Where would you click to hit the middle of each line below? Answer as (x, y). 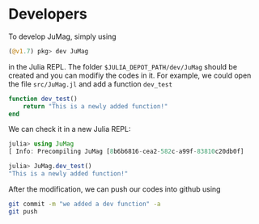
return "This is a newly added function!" (96, 106)
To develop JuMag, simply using (62, 36)
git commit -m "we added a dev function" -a (85, 204)
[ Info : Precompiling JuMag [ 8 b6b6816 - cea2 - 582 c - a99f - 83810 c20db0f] (126, 152)
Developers (48, 14)
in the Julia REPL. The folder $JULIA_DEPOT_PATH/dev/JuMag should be (123, 66)
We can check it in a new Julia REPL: (70, 129)
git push (23, 211)
